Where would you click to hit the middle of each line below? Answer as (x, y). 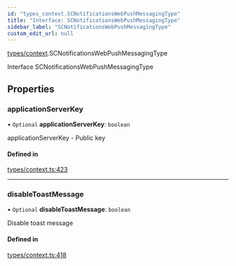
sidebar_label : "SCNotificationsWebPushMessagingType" (89, 27)
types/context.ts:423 (38, 170)
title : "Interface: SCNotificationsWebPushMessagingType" (94, 20)
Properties (31, 89)
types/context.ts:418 (37, 255)
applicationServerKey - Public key (56, 138)
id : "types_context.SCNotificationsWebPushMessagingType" (94, 14)
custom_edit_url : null (40, 33)
